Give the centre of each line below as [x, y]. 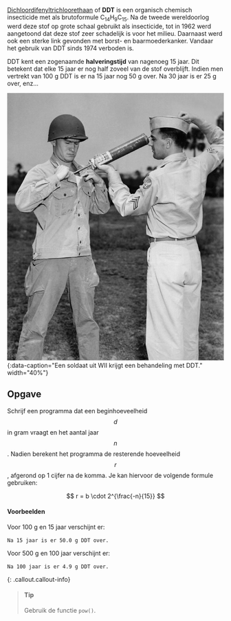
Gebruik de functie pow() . [60, 611]
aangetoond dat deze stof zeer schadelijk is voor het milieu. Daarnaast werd [115, 33]
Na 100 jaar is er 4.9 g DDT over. [58, 567]
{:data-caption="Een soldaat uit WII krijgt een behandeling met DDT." [105, 365]
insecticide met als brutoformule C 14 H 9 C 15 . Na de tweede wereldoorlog [108, 18]
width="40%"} [28, 372]
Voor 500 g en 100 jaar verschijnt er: [59, 553]
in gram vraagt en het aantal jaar [53, 432]
